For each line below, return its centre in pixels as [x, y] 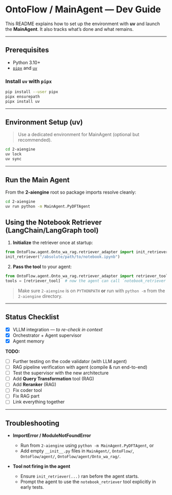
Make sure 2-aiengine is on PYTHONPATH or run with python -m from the [91, 291]
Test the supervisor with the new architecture [61, 373]
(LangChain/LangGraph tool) [52, 230]
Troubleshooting [33, 423]
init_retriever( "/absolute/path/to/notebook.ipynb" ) [63, 257]
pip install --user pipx [32, 92]
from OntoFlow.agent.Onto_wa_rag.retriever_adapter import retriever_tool [87, 276]
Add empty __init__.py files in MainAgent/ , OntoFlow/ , [77, 451]
